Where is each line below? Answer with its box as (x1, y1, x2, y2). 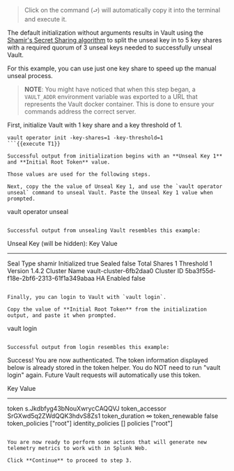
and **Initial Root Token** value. (7, 159, 111, 166)
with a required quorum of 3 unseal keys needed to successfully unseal (7, 43, 212, 52)
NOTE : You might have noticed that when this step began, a (24, 85, 196, 93)
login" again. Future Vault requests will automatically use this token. (7, 371, 201, 379)
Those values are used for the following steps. (7, 171, 151, 178)
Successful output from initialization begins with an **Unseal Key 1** (7, 153, 223, 160)
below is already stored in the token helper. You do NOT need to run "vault (7, 364, 221, 371)
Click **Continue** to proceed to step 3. (7, 457, 132, 464)
